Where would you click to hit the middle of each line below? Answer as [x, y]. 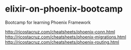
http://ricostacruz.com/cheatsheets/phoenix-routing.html [62, 42]
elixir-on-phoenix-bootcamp [64, 9]
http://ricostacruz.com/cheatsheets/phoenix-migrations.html [65, 37]
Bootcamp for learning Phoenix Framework [48, 22]
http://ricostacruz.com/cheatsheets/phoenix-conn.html [60, 32]
